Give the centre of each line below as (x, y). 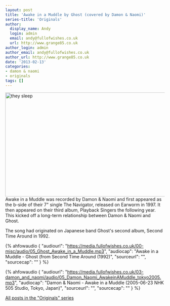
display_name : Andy (30, 29)
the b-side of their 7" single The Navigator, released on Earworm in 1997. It (83, 205)
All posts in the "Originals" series (40, 298)
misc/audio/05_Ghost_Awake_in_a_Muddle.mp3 (55, 251)
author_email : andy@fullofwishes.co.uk (47, 52)
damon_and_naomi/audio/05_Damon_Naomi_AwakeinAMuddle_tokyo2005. (83, 277)
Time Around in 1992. (28, 236)
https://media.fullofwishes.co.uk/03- (105, 271)
